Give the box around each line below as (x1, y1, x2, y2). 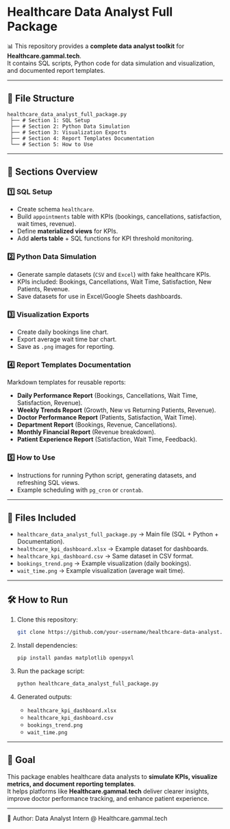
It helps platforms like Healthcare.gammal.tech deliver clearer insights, (7, 787, 209, 795)
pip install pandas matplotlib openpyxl (16, 655, 134, 661)
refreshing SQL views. (16, 478, 80, 486)
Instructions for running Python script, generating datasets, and (16, 471, 196, 479)
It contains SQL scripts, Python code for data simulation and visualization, (7, 59, 216, 67)
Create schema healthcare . (16, 205, 94, 214)
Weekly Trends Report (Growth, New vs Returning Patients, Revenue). (16, 406, 216, 414)
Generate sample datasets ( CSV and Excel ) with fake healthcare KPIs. (16, 270, 211, 278)
